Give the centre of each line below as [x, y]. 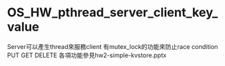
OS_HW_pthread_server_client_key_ [113, 13]
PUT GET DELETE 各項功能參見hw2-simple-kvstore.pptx [87, 55]
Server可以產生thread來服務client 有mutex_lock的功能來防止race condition [113, 46]
